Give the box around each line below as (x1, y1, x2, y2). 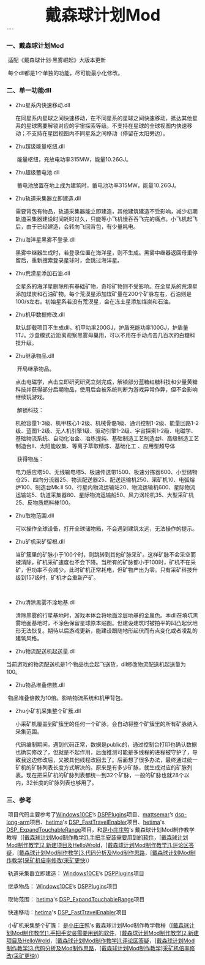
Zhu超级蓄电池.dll (15, 168, 60, 176)
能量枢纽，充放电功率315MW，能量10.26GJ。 (17, 155, 132, 163)
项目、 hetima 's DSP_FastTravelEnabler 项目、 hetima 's (29, 818, 165, 826)
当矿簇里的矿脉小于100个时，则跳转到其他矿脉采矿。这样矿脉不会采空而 (15, 550, 196, 558)
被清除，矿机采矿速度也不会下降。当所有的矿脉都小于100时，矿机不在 (15, 558, 191, 566)
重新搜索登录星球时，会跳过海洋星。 (31, 256, 123, 264)
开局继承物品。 (17, 365, 55, 372)
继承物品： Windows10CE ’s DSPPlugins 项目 (7, 882, 118, 890)
